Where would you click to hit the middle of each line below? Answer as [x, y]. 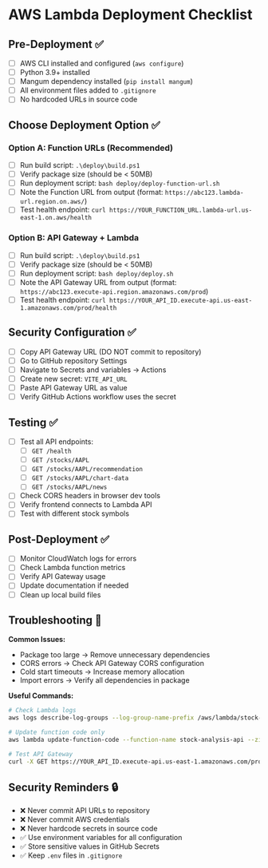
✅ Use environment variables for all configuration [101, 838]
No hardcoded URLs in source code [79, 99]
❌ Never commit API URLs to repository [85, 811]
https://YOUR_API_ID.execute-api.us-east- [181, 300]
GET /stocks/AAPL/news [69, 488]
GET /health [51, 451]
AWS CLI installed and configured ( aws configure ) [102, 63]
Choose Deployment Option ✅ [85, 125]
